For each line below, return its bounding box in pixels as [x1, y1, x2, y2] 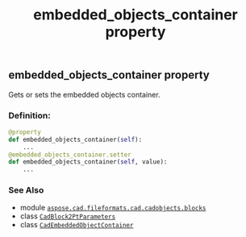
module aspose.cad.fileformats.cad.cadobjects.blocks [19, 203, 206, 213]
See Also [8, 185, 44, 196]
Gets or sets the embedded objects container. [8, 89, 161, 99]
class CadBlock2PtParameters [19, 211, 116, 221]
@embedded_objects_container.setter [8, 151, 131, 159]
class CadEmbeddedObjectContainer [19, 220, 134, 230]
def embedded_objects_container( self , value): [8, 158, 168, 166]
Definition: [8, 110, 51, 121]
